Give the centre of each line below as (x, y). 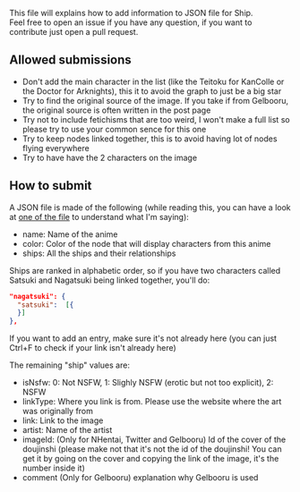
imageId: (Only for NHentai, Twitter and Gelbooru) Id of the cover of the (154, 440)
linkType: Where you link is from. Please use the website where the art (152, 402)
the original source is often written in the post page (116, 110)
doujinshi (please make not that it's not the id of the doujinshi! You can (152, 449)
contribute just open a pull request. (74, 32)
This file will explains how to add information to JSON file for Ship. (131, 13)
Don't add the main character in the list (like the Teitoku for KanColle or (153, 81)
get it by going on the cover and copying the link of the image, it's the (150, 459)
